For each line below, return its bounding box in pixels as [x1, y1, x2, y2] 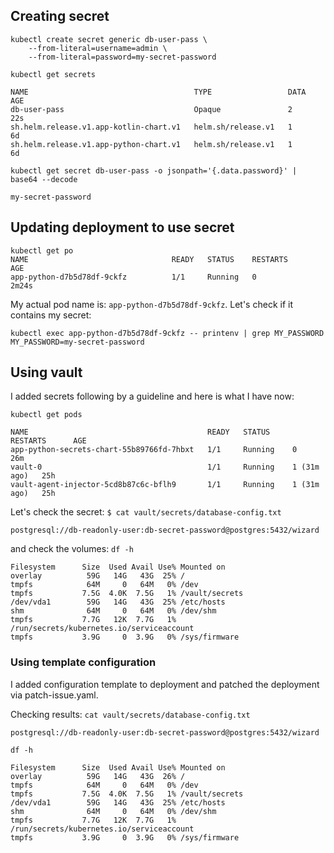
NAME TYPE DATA [10, 87, 307, 97]
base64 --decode [10, 174, 78, 184]
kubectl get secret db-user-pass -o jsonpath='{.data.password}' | [10, 165, 298, 176]
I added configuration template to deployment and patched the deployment [10, 678, 320, 690]
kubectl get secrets [10, 69, 97, 79]
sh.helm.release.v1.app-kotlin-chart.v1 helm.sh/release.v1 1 [10, 122, 293, 132]
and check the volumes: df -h [10, 543, 134, 555]
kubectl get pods [10, 410, 83, 420]
